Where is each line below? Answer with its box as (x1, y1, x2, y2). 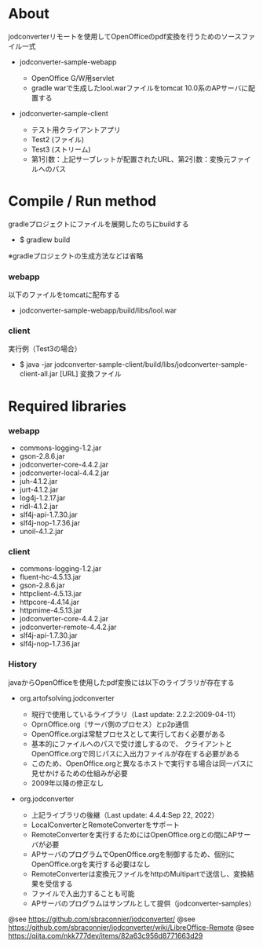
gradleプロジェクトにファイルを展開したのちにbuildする (8, 219, 190, 229)
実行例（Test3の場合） (8, 344, 82, 353)
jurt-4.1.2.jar (19, 485, 59, 494)
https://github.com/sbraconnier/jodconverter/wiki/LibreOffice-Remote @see (8, 922, 254, 932)
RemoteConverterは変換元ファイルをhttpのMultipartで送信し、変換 (31, 869, 247, 878)
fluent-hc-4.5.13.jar (19, 573, 82, 582)
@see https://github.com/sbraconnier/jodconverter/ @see (8, 914, 196, 924)
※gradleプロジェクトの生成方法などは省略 (8, 251, 144, 260)
